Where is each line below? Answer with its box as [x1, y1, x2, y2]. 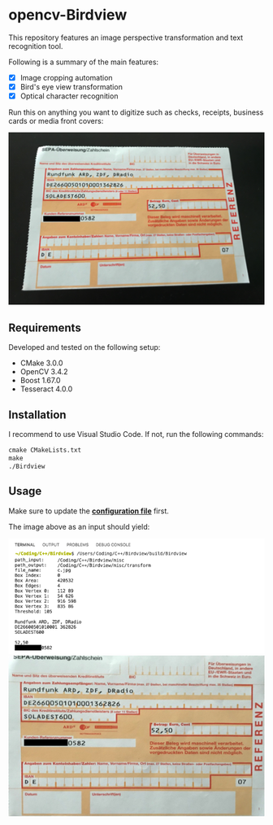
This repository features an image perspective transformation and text [8, 33, 244, 42]
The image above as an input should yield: [8, 522, 150, 531]
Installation [8, 408, 67, 421]
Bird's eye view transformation [19, 82, 123, 91]
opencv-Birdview [8, 6, 128, 24]
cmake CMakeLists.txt [8, 446, 82, 455]
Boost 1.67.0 [19, 376, 61, 386]
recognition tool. [8, 41, 63, 50]
